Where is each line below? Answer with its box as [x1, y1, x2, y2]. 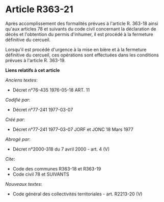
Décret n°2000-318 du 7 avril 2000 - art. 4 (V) [12, 146, 110, 152]
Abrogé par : [5, 136, 31, 142]
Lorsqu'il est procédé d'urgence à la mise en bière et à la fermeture [5, 46, 147, 52]
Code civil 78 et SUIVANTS [12, 171, 70, 177]
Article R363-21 [5, 4, 73, 15]
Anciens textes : [5, 77, 38, 83]
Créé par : [5, 116, 25, 123]
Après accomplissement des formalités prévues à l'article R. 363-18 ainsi [5, 20, 158, 26]
